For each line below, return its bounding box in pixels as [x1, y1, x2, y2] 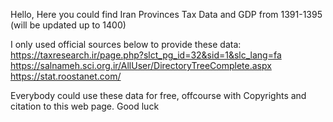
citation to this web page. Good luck [10, 100, 160, 112]
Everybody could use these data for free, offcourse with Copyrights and [10, 90, 307, 101]
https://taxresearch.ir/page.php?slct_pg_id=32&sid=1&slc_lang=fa [10, 49, 282, 61]
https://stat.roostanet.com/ [10, 70, 122, 82]
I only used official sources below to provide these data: [10, 39, 242, 50]
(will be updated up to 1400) [10, 19, 127, 31]
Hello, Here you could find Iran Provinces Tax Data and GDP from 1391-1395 [10, 9, 323, 20]
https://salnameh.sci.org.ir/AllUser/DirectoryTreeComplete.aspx [10, 60, 272, 71]
